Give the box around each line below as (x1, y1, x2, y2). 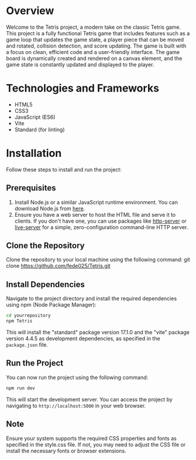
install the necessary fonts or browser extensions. (6, 447, 127, 454)
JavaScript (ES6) (14, 113, 56, 120)
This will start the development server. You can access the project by (6, 395, 173, 403)
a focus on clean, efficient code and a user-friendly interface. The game (6, 48, 180, 55)
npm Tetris (6, 318, 33, 324)
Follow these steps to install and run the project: (6, 166, 122, 173)
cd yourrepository (6, 313, 51, 318)
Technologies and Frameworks (6, 82, 160, 95)
